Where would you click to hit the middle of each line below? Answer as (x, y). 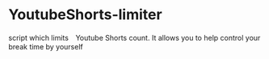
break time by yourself (46, 46)
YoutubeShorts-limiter (86, 15)
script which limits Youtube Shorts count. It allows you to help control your (134, 37)
